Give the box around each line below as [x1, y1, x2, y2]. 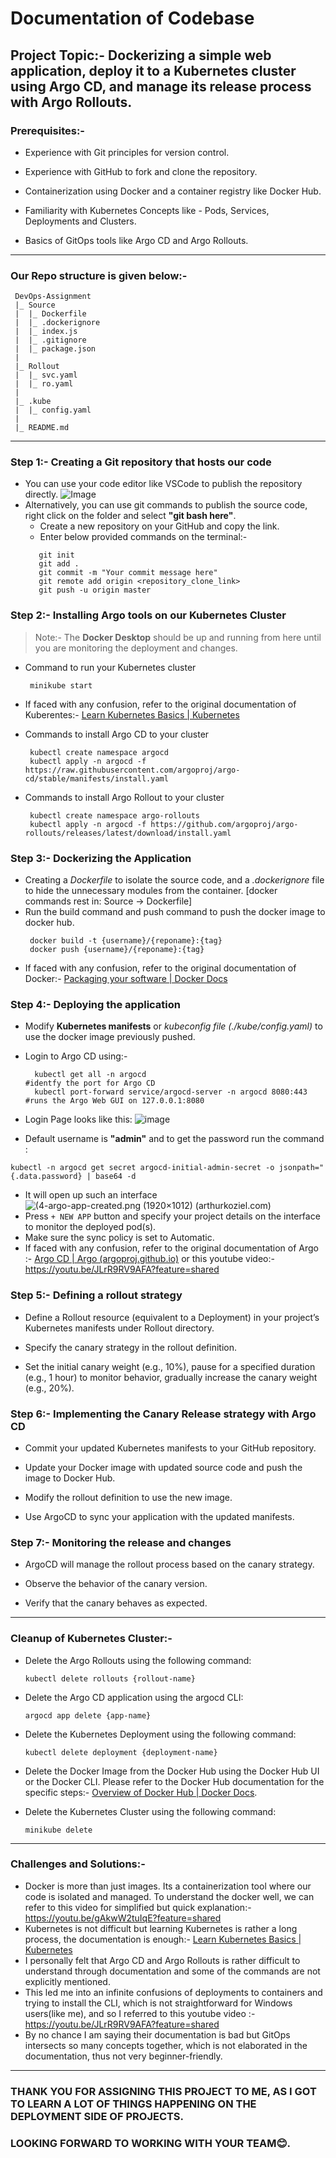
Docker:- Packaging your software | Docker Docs [24, 973, 228, 985]
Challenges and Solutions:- [10, 1857, 146, 1871]
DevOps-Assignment [14, 292, 92, 302]
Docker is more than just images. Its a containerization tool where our [24, 1880, 312, 1892]
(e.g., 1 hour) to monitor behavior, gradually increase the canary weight [24, 1371, 318, 1383]
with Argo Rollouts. [10, 93, 133, 111]
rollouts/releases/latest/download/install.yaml [24, 828, 232, 838]
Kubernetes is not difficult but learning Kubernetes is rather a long [24, 1922, 298, 1934]
